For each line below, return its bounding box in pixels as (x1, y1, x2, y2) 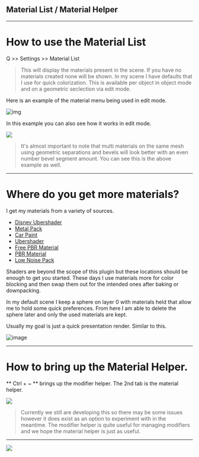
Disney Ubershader (14, 219, 62, 226)
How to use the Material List (6, 36, 146, 49)
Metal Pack (14, 225, 43, 232)
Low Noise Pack (14, 256, 54, 263)
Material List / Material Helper (6, 5, 118, 15)
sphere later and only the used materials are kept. (6, 311, 127, 318)
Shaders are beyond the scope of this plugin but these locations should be (6, 268, 188, 275)
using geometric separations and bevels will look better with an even (20, 148, 188, 156)
